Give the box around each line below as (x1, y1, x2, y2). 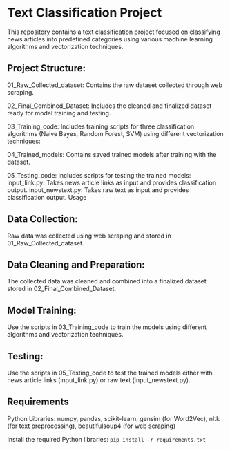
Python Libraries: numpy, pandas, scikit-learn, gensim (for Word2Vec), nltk (7, 414, 220, 422)
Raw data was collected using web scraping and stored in (7, 232, 171, 240)
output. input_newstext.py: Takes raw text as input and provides (7, 185, 189, 194)
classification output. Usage (7, 193, 87, 201)
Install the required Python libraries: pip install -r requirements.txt (7, 435, 206, 443)
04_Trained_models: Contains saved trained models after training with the (7, 150, 217, 158)
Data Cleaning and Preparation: (7, 259, 145, 270)
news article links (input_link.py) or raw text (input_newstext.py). (7, 376, 191, 384)
